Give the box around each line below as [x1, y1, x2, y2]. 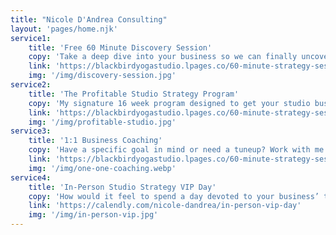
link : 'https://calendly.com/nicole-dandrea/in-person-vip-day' [28, 201, 302, 211]
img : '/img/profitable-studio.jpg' [28, 117, 177, 127]
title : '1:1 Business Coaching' [28, 136, 163, 146]
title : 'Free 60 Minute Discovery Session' [28, 42, 213, 53]
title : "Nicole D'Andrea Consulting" [10, 14, 168, 25]
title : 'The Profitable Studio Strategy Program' [28, 89, 240, 99]
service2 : [10, 80, 52, 90]
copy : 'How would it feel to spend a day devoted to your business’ [28, 191, 320, 201]
